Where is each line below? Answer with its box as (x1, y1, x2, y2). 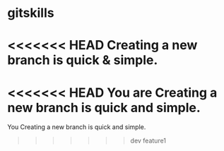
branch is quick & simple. (7, 52, 158, 68)
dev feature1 (130, 136, 167, 145)
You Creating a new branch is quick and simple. (7, 123, 146, 131)
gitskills (7, 5, 54, 21)
